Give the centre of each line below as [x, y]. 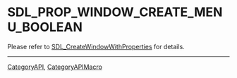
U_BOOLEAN [45, 27]
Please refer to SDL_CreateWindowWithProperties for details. [96, 46]
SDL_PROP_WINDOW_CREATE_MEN [115, 12]
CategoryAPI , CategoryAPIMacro [55, 67]
